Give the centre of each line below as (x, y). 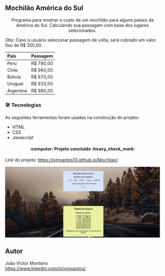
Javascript (23, 138)
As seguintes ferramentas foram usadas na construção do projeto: (72, 118)
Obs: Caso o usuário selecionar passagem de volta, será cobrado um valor (81, 40)
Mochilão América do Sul (44, 8)
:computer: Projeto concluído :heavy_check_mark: (82, 149)
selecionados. (82, 30)
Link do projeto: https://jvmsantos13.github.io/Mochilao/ (62, 160)
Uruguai (15, 84)
